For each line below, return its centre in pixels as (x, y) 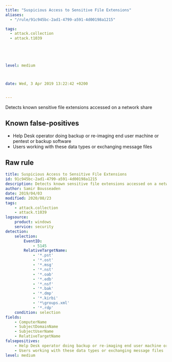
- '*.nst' (43, 269)
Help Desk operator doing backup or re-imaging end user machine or (86, 136)
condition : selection (37, 312)
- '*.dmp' (43, 293)
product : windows (33, 222)
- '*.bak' (43, 289)
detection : (17, 231)
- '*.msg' (43, 265)
